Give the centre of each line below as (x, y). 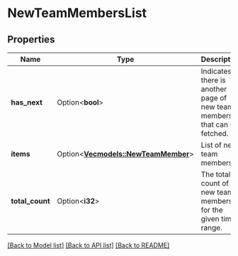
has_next (27, 102)
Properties (31, 39)
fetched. (215, 133)
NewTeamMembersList (77, 13)
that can (215, 124)
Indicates (216, 71)
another (214, 89)
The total (216, 174)
